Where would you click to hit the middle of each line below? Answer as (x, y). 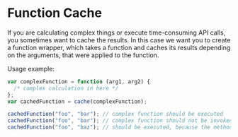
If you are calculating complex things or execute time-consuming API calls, (117, 32)
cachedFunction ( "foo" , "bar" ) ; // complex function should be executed (115, 114)
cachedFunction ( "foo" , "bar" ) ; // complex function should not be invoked (120, 121)
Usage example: (31, 68)
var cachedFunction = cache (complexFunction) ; (77, 101)
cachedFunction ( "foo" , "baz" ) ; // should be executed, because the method (120, 127)
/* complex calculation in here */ (66, 88)
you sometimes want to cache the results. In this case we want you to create (119, 40)
